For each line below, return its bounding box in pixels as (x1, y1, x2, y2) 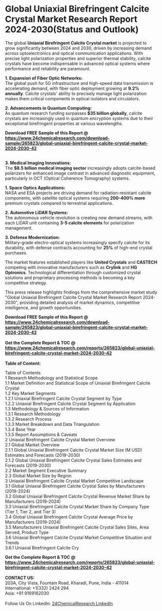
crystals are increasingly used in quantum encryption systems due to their (5, 115, 153, 121)
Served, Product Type (5, 529, 49, 535)
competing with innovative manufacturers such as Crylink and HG (5, 264, 137, 270)
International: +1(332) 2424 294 (5, 585, 69, 591)
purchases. (5, 250, 28, 255)
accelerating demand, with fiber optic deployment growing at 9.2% (5, 85, 140, 91)
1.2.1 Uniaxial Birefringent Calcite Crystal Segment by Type (5, 395, 122, 401)
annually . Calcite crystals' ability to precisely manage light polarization (5, 91, 147, 96)
